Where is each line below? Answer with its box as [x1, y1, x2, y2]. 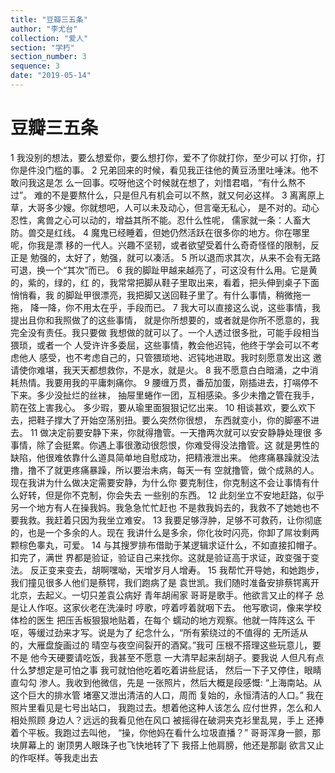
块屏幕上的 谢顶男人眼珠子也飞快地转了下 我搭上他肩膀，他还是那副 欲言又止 [10, 739, 325, 751]
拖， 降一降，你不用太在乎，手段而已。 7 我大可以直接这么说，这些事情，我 [10, 301, 321, 313]
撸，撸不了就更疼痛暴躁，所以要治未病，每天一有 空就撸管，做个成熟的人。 [10, 464, 320, 476]
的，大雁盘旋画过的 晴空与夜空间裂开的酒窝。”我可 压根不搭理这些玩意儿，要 [10, 639, 322, 651]
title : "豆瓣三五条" [10, 14, 88, 25]
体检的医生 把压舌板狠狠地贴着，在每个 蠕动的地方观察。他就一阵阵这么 [10, 614, 305, 626]
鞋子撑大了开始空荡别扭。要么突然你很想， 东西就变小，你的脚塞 [36, 414, 302, 426]
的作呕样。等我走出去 [10, 751, 98, 763]
